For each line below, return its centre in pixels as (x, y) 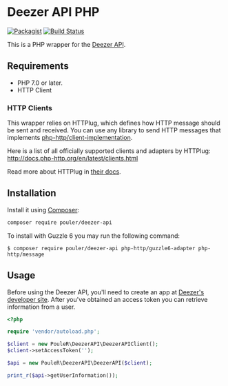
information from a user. (41, 307)
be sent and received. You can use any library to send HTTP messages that (114, 130)
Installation (32, 193)
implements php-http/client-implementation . (70, 138)
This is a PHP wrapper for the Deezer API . (66, 44)
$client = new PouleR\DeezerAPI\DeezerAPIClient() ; (83, 344)
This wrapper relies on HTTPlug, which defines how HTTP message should (114, 123)
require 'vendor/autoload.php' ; (53, 332)
